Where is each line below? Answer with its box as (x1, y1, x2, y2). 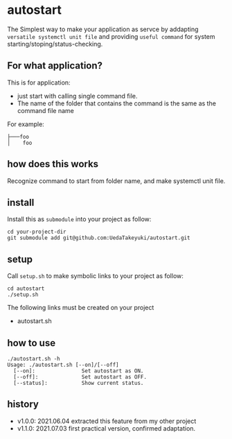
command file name (17, 106, 74, 114)
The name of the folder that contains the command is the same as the (17, 99, 217, 107)
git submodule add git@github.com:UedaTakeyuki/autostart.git (7, 234, 190, 241)
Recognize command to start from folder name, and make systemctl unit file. (7, 176, 226, 185)
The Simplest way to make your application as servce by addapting (7, 25, 199, 33)
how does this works (7, 158, 99, 170)
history (7, 398, 39, 411)
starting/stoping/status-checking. (7, 40, 103, 48)
